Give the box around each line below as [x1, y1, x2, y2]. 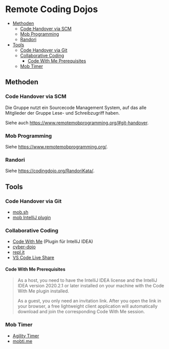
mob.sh [12, 209, 29, 215]
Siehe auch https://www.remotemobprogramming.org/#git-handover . [5, 120, 149, 126]
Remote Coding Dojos [5, 4, 98, 15]
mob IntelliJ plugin [12, 214, 51, 220]
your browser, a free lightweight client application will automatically [17, 303, 158, 309]
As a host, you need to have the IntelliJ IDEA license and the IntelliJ [17, 277, 157, 283]
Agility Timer [12, 332, 39, 339]
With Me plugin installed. [17, 288, 70, 294]
